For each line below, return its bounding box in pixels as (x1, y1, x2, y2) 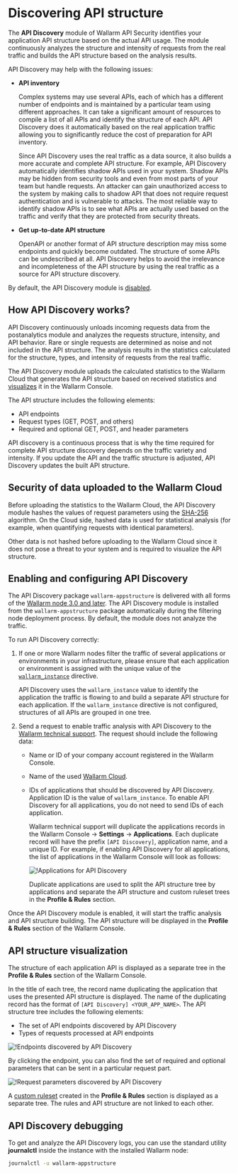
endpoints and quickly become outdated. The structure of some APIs (18, 247, 220, 255)
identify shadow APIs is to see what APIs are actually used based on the (18, 204, 229, 212)
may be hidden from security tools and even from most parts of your (18, 174, 219, 183)
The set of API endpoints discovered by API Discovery (18, 1021, 176, 1030)
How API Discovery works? (8, 304, 130, 316)
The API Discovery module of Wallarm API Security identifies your (8, 28, 202, 37)
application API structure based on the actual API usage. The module (8, 36, 210, 44)
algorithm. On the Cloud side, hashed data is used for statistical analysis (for (8, 515, 231, 524)
